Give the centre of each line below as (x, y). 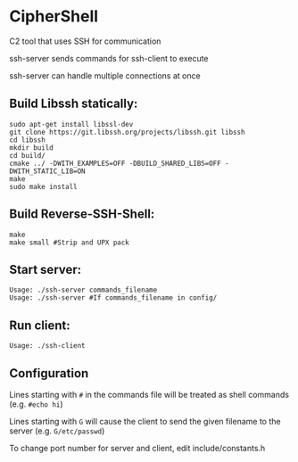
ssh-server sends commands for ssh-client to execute (109, 58)
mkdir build (31, 148)
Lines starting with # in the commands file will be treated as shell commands (149, 395)
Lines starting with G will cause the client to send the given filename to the (145, 421)
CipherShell (54, 16)
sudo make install (43, 186)
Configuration (49, 373)
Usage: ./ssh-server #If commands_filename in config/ (113, 298)
